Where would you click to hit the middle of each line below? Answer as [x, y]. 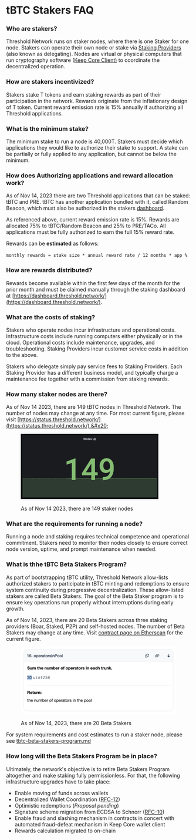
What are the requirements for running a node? [75, 524]
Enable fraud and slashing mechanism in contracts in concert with [94, 818]
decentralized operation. [36, 67]
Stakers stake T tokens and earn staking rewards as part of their [84, 94]
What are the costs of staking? [51, 317]
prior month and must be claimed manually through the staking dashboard [96, 289]
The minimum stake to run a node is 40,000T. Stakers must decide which [94, 141]
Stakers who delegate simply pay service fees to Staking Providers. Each [94, 366]
